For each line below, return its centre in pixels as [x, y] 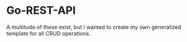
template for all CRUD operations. [49, 33]
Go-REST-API [41, 10]
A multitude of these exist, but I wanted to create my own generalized [94, 27]
